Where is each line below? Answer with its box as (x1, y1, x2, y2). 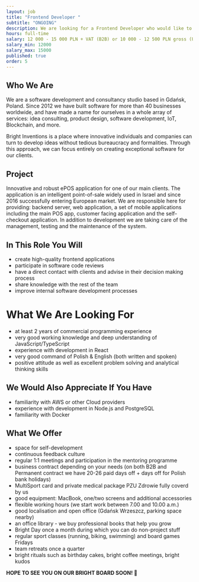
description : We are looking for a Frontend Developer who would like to (6, 25, 192, 31)
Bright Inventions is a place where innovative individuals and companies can (6, 133, 192, 140)
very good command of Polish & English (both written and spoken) (14, 353, 177, 360)
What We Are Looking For (6, 308, 134, 321)
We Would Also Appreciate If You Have (6, 382, 152, 393)
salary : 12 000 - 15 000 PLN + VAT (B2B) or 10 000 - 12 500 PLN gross (6, 36, 187, 42)
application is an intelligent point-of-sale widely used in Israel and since (6, 191, 181, 198)
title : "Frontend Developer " (6, 14, 81, 20)
